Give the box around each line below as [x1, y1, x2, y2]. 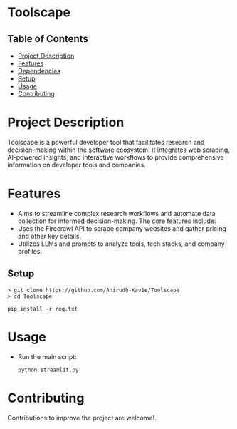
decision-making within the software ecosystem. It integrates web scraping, [7, 145, 230, 154]
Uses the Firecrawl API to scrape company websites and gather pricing [17, 224, 226, 232]
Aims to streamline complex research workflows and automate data [17, 209, 216, 217]
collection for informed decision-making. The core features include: [17, 217, 216, 225]
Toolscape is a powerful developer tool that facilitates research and [7, 138, 205, 146]
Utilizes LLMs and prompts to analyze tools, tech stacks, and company [17, 239, 226, 248]
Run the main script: [17, 352, 77, 361]
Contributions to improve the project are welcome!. [7, 413, 157, 422]
